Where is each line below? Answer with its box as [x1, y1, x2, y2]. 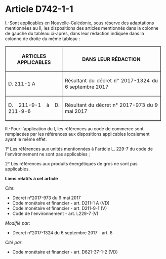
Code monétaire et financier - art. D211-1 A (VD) [12, 200, 110, 206]
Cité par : [5, 239, 23, 245]
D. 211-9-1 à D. [8, 102, 60, 108]
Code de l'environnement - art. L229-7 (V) [12, 210, 99, 216]
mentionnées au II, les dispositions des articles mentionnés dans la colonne [5, 25, 159, 31]
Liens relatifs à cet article [5, 175, 58, 181]
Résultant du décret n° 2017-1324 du [65, 77, 158, 84]
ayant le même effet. [5, 136, 47, 142]
